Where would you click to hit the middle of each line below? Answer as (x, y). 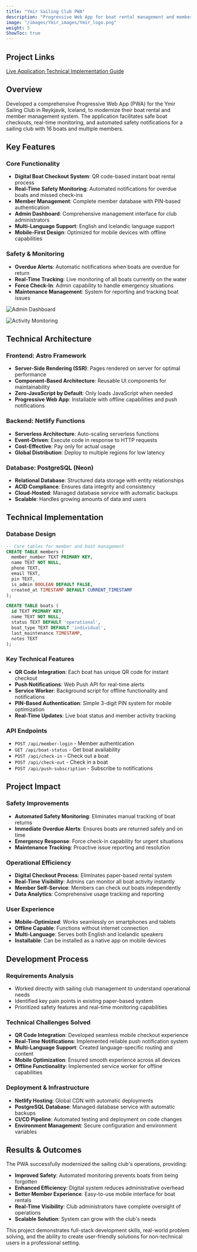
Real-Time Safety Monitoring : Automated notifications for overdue (96, 189)
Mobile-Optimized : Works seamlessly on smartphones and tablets (95, 922)
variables (26, 1131)
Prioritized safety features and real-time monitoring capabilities (91, 1007)
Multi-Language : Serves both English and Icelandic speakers (89, 934)
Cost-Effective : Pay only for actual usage (65, 446)
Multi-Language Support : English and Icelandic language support (94, 226)
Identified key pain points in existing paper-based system (84, 1001)
